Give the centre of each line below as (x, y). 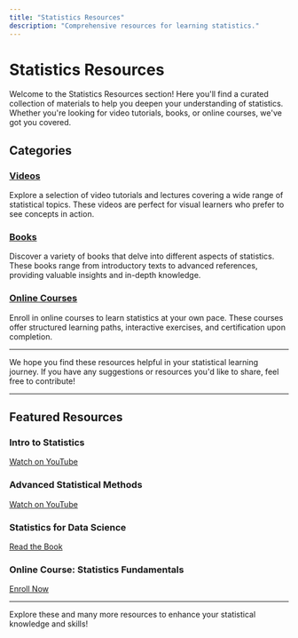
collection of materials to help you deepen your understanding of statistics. (146, 104)
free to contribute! (42, 381)
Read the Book (36, 546)
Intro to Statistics (47, 443)
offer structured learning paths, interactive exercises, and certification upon (148, 327)
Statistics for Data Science (68, 527)
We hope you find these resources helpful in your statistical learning (134, 362)
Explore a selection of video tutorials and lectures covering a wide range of (146, 195)
